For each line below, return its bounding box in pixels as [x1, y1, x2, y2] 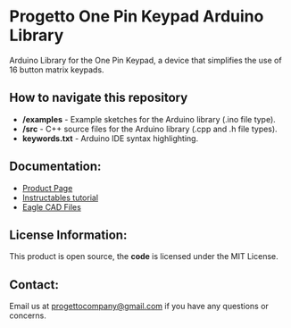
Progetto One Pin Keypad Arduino [9, 6, 264, 27]
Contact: [9, 277, 60, 292]
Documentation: [9, 159, 102, 174]
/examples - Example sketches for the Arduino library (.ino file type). [21, 114, 277, 124]
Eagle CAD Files [21, 201, 82, 212]
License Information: [9, 227, 128, 242]
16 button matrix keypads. [9, 64, 104, 75]
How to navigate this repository [9, 90, 188, 105]
